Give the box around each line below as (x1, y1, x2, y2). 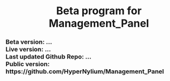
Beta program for (56, 4, 142, 18)
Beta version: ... (5, 38, 53, 46)
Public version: (5, 60, 50, 69)
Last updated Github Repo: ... (5, 53, 92, 61)
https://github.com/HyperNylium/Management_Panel (5, 67, 164, 76)
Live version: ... (5, 46, 52, 54)
